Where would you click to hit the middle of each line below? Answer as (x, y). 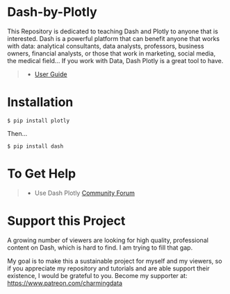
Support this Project (66, 221)
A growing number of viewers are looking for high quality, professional (108, 240)
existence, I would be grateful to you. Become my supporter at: (97, 275)
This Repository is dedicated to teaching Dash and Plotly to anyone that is (113, 31)
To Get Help (42, 174)
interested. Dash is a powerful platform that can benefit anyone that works (114, 38)
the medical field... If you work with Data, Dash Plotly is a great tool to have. (115, 60)
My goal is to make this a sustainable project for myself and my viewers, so (115, 261)
